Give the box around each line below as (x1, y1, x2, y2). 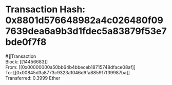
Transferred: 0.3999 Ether (5, 75, 61, 81)
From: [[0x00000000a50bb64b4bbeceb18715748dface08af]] (5, 64, 136, 70)
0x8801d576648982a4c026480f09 (5, 14, 163, 26)
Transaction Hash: (5, 4, 86, 15)
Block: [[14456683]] (5, 58, 48, 65)
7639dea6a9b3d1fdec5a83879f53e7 (5, 26, 167, 37)
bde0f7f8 (5, 36, 47, 48)
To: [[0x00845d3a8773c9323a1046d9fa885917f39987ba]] (5, 69, 130, 75)
